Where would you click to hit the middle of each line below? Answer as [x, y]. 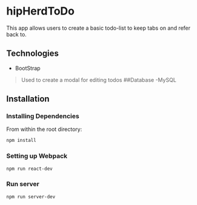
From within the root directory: [44, 129]
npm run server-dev [31, 197]
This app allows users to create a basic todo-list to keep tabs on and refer [98, 28]
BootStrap [28, 68]
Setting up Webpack [37, 156]
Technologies [33, 54]
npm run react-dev [29, 169]
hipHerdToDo [40, 11]
